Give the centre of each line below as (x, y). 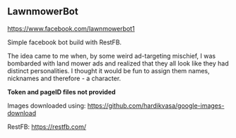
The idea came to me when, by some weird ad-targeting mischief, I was (112, 56)
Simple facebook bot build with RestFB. (65, 42)
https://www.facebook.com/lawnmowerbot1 (71, 28)
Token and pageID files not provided (61, 92)
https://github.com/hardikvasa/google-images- (156, 106)
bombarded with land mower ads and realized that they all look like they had (118, 63)
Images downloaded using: (47, 106)
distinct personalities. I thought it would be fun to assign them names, (108, 70)
